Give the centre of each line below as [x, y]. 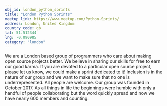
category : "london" [25, 42]
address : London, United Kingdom [40, 24]
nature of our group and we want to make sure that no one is [67, 77]
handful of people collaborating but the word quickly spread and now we [80, 93]
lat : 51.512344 [21, 33]
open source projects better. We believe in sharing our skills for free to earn [83, 61]
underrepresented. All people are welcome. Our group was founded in [77, 82]
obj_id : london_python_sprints [38, 10]
